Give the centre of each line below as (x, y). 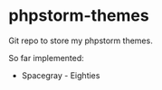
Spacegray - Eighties (61, 75)
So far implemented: (47, 58)
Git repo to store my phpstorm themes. (81, 40)
